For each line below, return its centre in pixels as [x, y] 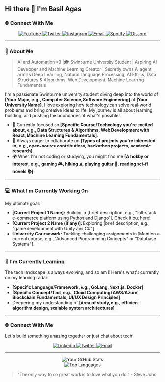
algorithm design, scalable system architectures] [64, 308]
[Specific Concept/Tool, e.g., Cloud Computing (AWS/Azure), [76, 292]
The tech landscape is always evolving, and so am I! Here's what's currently [82, 272]
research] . [23, 151]
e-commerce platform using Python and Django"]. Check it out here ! [81, 218]
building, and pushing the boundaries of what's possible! [63, 115]
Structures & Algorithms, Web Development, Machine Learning [81, 80]
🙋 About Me [19, 51]
